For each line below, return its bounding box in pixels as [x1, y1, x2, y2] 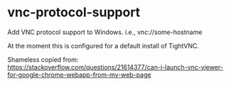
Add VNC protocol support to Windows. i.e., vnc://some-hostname [7, 28, 203, 36]
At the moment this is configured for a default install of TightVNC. [7, 41, 199, 50]
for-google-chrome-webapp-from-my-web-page [7, 70, 151, 79]
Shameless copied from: [7, 55, 79, 64]
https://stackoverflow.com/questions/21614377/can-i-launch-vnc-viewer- [7, 63, 224, 71]
